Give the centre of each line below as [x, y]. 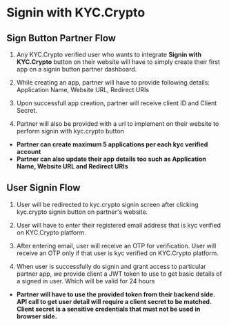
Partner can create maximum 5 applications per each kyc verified [112, 144]
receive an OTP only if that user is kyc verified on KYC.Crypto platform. [117, 253]
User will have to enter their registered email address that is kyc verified [119, 225]
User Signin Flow [43, 188]
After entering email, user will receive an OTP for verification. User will [116, 246]
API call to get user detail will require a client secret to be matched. [114, 301]
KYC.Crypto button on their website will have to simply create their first [118, 62]
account [29, 152]
